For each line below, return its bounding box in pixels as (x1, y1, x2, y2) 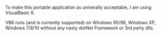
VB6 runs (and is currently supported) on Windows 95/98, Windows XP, (5, 20, 156, 25)
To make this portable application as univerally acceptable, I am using (5, 5, 152, 10)
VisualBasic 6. (5, 10, 35, 16)
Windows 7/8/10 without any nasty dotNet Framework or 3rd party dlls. (5, 25, 154, 31)
